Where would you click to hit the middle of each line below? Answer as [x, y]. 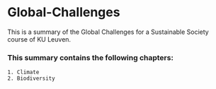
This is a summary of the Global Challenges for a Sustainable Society [108, 32]
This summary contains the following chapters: [90, 57]
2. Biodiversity [31, 78]
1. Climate [23, 72]
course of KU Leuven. [39, 39]
